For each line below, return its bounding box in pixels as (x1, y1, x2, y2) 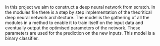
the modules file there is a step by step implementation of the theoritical (5, 9, 152, 15)
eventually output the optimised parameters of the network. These (5, 25, 141, 31)
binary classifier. (5, 35, 39, 41)
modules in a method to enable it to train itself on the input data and (5, 20, 144, 25)
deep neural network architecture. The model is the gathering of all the (5, 15, 150, 20)
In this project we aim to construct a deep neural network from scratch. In (5, 4, 156, 10)
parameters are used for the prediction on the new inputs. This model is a (5, 30, 155, 36)
